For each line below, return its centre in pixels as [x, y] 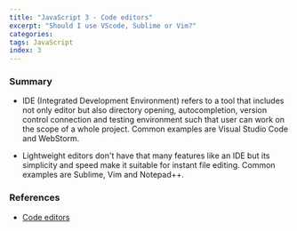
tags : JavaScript [41, 42]
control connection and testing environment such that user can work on [153, 120]
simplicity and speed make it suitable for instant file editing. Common [148, 165]
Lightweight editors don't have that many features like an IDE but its [146, 155]
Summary [31, 82]
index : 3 [25, 51]
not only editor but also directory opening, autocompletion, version [144, 110]
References [35, 198]
